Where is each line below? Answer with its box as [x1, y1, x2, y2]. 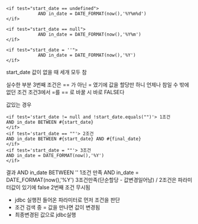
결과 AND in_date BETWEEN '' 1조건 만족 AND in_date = [6, 169, 139, 176]
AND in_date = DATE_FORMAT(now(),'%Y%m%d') [37, 11, 147, 17]
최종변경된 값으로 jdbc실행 [14, 211, 77, 218]
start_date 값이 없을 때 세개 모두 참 [6, 69, 87, 75]
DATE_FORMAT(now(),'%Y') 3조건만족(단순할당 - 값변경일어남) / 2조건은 [6, 177, 177, 183]
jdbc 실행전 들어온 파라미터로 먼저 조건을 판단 [14, 196, 120, 203]
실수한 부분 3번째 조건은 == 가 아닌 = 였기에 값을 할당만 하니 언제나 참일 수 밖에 [6, 81, 189, 88]
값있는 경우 [6, 101, 32, 108]
